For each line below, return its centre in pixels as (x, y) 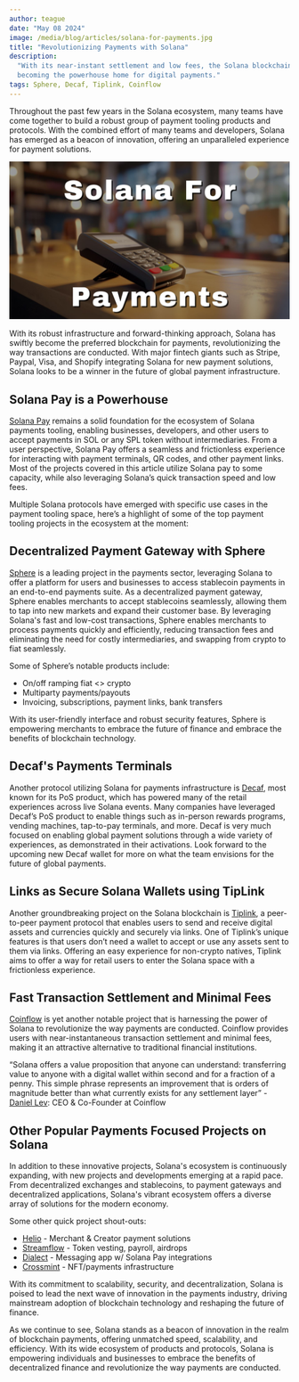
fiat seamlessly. (38, 648)
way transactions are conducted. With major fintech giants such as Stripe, (145, 353)
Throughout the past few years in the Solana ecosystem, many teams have (146, 110)
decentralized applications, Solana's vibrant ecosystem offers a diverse (140, 1195)
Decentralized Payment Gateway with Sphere (137, 551)
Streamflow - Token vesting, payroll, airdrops (105, 1248)
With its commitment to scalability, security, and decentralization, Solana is (146, 1284)
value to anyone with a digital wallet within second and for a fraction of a (142, 1075)
